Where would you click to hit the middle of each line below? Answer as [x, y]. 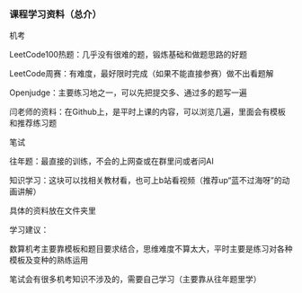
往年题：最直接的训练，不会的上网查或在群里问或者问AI [111, 161]
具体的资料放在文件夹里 [53, 211]
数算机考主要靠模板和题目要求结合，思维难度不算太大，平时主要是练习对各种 [151, 249]
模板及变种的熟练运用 [49, 260]
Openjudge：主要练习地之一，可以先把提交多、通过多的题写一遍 [128, 93]
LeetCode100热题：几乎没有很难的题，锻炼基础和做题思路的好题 [129, 55]
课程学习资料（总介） [55, 13]
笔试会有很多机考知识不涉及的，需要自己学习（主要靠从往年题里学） [135, 280]
